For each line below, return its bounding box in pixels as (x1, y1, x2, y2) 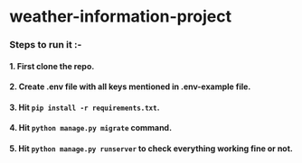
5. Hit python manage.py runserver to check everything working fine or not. (9, 143, 294, 154)
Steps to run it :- (9, 39, 82, 51)
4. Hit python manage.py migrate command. (9, 122, 173, 133)
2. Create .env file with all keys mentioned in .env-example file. (9, 81, 251, 92)
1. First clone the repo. (9, 60, 95, 71)
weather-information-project (9, 6, 232, 27)
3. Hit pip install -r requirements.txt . (9, 102, 160, 113)
